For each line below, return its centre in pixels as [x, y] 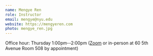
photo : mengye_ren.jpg [29, 29]
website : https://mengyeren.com [39, 24]
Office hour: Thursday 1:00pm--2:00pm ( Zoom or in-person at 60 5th [77, 43]
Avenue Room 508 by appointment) [42, 48]
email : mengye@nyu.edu [29, 19]
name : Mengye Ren [23, 10]
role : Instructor [23, 15]
